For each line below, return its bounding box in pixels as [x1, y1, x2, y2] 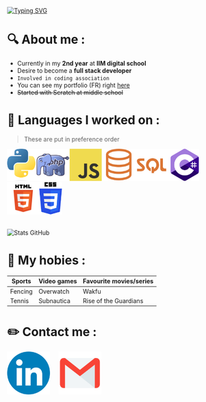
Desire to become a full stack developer [16, 66, 132, 75]
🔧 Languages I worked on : [7, 113, 160, 128]
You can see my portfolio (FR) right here [16, 81, 130, 89]
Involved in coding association [16, 75, 110, 82]
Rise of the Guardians [83, 296, 144, 305]
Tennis [10, 296, 29, 305]
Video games [38, 277, 77, 285]
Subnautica [38, 296, 70, 305]
